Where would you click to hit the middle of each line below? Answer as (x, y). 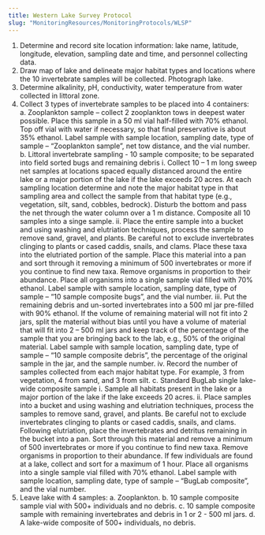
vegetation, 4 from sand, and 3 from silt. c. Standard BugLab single (129, 380)
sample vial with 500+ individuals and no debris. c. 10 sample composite (137, 506)
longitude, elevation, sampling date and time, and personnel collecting (134, 54)
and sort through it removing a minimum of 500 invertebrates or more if (136, 263)
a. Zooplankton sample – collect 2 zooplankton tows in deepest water (132, 112)
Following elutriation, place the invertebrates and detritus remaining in (133, 430)
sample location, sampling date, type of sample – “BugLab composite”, (134, 481)
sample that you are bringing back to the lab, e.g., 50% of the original (132, 338)
